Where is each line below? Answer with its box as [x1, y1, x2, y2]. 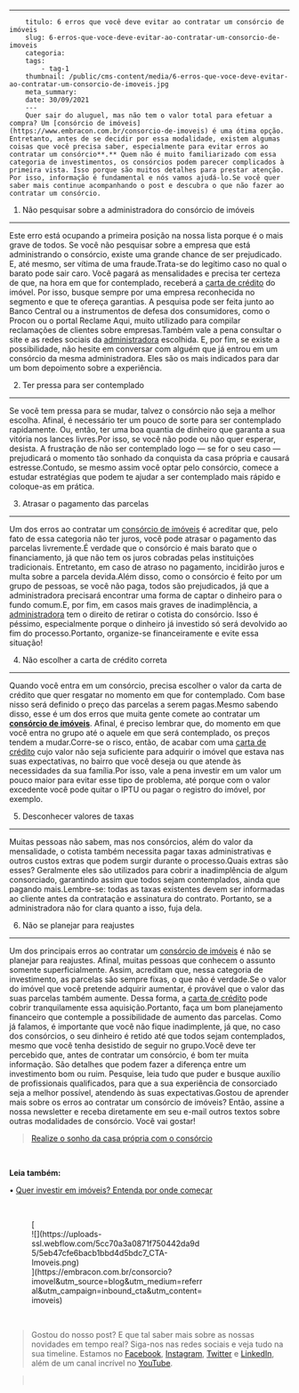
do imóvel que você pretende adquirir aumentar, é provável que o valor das [9, 984, 285, 993]
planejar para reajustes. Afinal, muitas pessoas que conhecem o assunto [9, 955, 276, 966]
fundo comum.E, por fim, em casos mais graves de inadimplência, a [9, 600, 258, 610]
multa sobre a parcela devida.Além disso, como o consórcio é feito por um [9, 571, 282, 581]
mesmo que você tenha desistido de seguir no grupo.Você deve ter [9, 1041, 256, 1050]
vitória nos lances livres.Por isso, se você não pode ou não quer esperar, [9, 433, 276, 444]
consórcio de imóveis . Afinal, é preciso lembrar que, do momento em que [9, 718, 281, 728]
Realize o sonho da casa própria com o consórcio [30, 1133, 214, 1144]
